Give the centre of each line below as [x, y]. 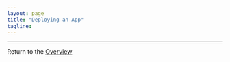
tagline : [20, 26]
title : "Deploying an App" [46, 20]
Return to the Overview [40, 52]
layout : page [26, 13]
